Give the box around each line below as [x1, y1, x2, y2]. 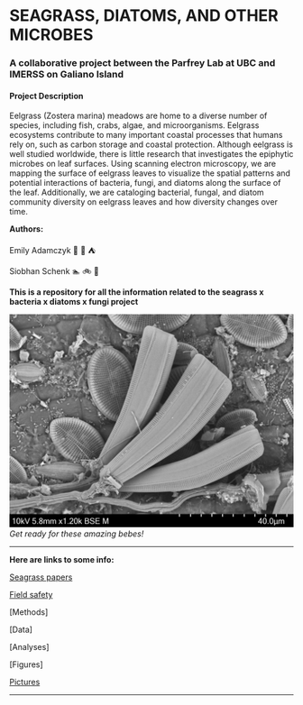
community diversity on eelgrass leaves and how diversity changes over [9, 197, 278, 207]
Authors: [9, 224, 43, 234]
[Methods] [9, 607, 49, 618]
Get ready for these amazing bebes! [9, 528, 144, 539]
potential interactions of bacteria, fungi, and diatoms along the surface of [9, 178, 281, 188]
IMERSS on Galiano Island [9, 69, 124, 81]
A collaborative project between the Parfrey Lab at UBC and [9, 57, 276, 69]
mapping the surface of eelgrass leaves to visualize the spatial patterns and [9, 168, 291, 179]
